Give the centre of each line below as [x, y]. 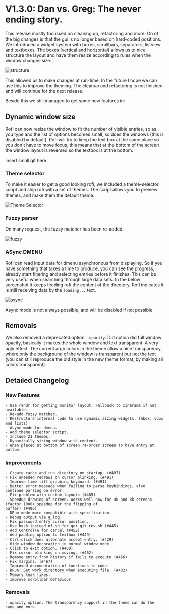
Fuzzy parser [22, 218]
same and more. [21, 607]
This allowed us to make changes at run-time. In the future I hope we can [81, 80]
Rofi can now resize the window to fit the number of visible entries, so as [81, 129]
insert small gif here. [26, 160]
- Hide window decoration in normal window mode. [59, 544]
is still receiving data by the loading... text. [51, 290]
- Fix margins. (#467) [29, 562]
